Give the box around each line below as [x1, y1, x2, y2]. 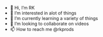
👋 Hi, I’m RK [10, 5, 35, 10]
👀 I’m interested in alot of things [10, 10, 77, 16]
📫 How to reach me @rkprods [10, 26, 74, 32]
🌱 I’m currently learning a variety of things [10, 15, 98, 21]
